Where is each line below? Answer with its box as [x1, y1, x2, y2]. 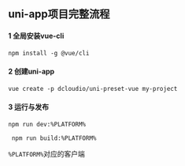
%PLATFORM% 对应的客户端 [8, 149, 85, 158]
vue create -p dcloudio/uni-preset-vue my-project [8, 85, 178, 92]
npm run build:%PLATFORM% [11, 134, 97, 142]
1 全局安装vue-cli [8, 31, 65, 40]
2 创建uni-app [8, 66, 55, 77]
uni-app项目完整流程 [8, 7, 110, 21]
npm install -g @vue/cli [8, 49, 90, 57]
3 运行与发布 [8, 102, 50, 112]
